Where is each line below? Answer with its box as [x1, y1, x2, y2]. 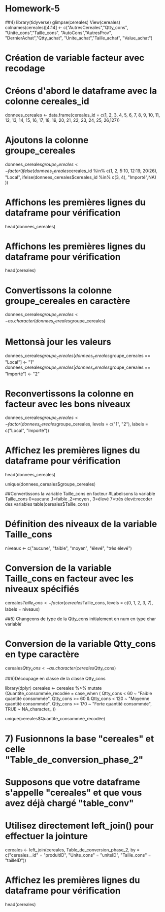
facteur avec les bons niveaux [5, 398, 131, 410]
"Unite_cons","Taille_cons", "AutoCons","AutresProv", [5, 30, 112, 35]
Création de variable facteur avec [5, 52, 145, 64]
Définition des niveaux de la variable [5, 519, 157, 530]
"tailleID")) [5, 857, 26, 863]
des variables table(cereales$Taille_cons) [5, 501, 90, 507]
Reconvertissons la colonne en [5, 388, 134, 399]
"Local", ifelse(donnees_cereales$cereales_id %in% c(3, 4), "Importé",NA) [5, 174, 157, 180]
